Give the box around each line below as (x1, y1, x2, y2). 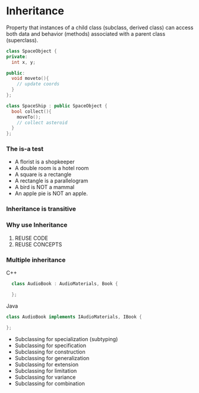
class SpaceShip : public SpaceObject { (6, 103, 108, 109)
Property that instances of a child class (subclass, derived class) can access (6, 24, 194, 31)
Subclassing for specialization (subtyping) (14, 335, 118, 342)
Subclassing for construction (14, 348, 86, 355)
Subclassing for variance (14, 373, 76, 380)
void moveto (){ (11, 76, 49, 82)
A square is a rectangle (14, 171, 72, 178)
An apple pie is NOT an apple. (14, 190, 88, 197)
